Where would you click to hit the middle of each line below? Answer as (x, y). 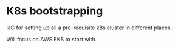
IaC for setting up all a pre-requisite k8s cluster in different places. (89, 28)
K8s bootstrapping (55, 11)
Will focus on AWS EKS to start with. (52, 39)
